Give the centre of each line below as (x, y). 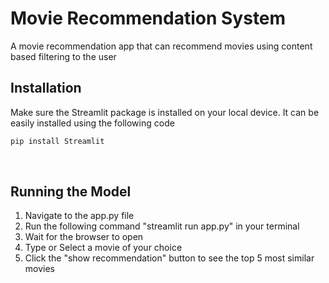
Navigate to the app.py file (79, 216)
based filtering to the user (63, 56)
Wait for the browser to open (84, 237)
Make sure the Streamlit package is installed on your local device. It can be (165, 112)
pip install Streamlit (57, 141)
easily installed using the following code (92, 123)
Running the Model (71, 192)
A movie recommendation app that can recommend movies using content (161, 46)
